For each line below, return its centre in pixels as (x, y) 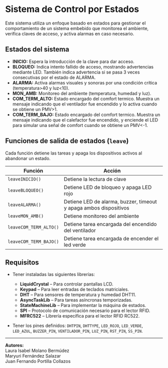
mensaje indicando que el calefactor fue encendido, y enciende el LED (85, 120)
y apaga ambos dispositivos (96, 207)
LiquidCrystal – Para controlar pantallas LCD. (66, 284)
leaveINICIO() (24, 179)
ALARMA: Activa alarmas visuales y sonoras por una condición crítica (85, 82)
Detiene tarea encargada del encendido (110, 224)
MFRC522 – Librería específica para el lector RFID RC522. (80, 316)
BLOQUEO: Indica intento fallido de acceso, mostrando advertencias (83, 66)
